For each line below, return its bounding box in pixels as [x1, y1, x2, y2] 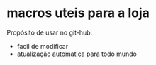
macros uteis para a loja [6, 5, 150, 21]
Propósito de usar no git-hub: [6, 28, 93, 37]
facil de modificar [16, 42, 69, 50]
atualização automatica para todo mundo [16, 49, 138, 58]
